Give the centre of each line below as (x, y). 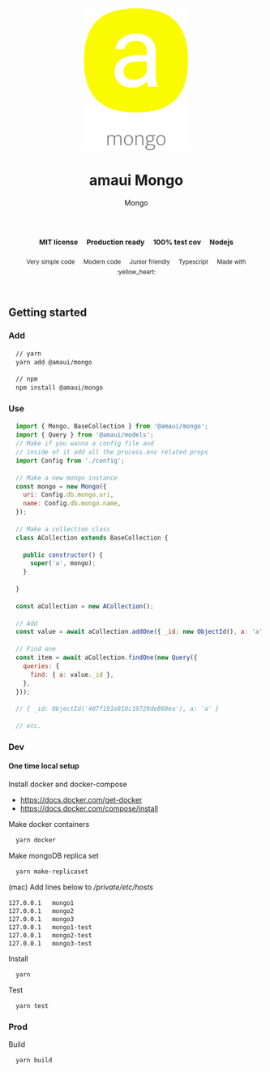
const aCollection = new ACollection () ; (85, 606)
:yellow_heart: (136, 272)
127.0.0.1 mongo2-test (50, 935)
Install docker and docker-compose (68, 784)
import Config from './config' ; (71, 461)
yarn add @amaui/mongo (54, 362)
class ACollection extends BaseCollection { (92, 538)
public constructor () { (63, 555)
